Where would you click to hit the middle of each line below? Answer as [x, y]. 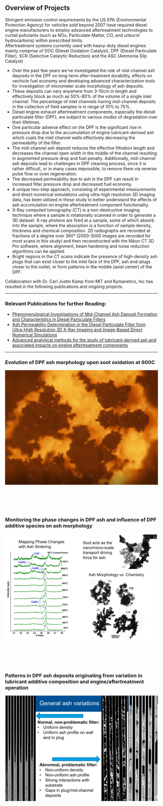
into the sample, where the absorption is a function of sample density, [82, 225]
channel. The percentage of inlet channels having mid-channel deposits [84, 101]
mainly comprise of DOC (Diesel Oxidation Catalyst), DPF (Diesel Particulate [81, 51]
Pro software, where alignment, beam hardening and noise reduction [81, 246]
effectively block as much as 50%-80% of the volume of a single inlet [82, 96]
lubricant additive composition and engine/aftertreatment [74, 682]
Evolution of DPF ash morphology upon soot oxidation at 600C [80, 363]
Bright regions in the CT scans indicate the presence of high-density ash [85, 256]
